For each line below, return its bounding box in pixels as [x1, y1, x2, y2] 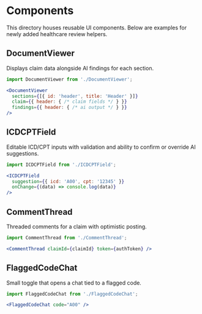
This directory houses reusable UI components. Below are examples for [6, 24, 187, 31]
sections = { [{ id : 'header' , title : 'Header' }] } [12, 93, 138, 99]
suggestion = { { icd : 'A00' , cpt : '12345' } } [12, 178, 125, 184]
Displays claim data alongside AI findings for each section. [6, 64, 154, 72]
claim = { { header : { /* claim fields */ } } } [12, 99, 127, 105]
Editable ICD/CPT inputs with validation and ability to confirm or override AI [6, 143, 196, 151]
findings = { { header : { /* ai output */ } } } [12, 105, 127, 111]
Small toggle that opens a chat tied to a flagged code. [6, 279, 142, 286]
